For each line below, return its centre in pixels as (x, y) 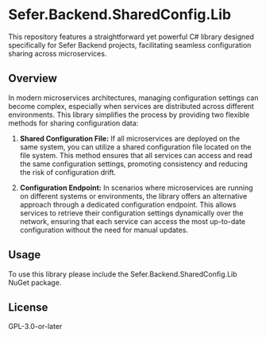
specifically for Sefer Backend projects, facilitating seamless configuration (130, 45)
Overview (33, 78)
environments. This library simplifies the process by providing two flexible (129, 114)
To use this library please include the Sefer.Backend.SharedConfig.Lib (123, 274)
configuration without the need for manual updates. (104, 230)
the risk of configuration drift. (68, 172)
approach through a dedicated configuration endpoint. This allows (128, 204)
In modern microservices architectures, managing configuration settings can (133, 98)
